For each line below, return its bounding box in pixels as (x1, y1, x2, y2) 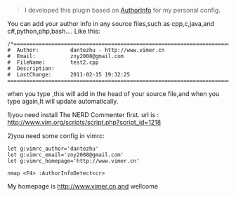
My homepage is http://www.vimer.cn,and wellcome (7, 182, 159, 190)
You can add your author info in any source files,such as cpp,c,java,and (7, 20, 214, 27)
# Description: (7, 65, 55, 72)
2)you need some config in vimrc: (7, 132, 105, 140)
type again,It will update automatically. (7, 97, 119, 105)
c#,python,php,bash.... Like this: (7, 27, 100, 35)
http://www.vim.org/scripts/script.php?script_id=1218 (7, 118, 162, 126)
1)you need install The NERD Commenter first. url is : (7, 111, 159, 118)
